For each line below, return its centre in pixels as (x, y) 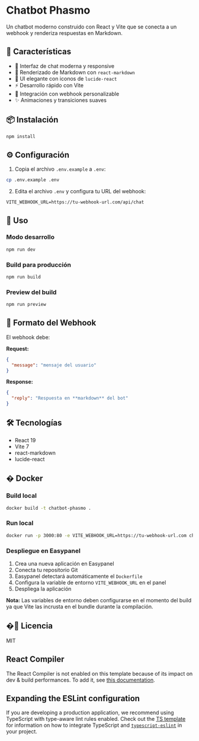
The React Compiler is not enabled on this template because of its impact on (99, 673)
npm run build (24, 277)
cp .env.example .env (33, 180)
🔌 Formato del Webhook (51, 323)
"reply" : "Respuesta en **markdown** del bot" (70, 398)
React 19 (25, 440)
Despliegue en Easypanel (44, 551)
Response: (20, 382)
